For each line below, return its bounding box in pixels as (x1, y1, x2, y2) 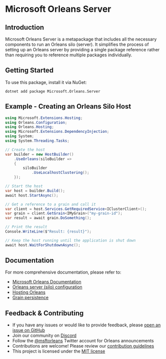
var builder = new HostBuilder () (5, 152, 74, 157)
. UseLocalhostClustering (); (31, 170, 90, 175)
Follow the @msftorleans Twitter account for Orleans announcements (12, 338, 154, 344)
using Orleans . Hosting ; (5, 124, 54, 129)
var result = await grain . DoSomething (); (5, 216, 92, 221)
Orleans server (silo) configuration (12, 284, 83, 290)
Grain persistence (12, 295, 49, 301)
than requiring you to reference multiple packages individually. (5, 52, 132, 58)
